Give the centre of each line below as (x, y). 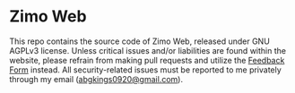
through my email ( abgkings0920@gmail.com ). (96, 79)
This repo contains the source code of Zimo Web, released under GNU (140, 41)
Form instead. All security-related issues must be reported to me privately (146, 70)
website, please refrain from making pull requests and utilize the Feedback (147, 60)
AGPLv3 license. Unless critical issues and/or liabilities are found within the (148, 50)
